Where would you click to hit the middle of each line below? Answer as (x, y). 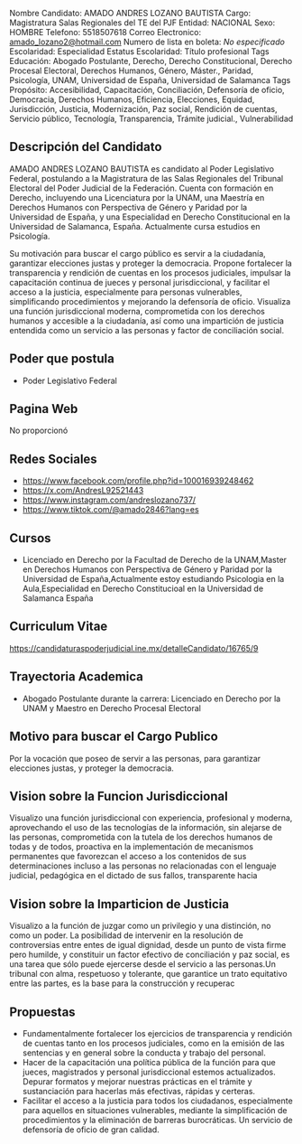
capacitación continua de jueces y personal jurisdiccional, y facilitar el (140, 282)
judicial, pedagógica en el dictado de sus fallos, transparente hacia (133, 876)
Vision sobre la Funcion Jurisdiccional (119, 796)
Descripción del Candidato (86, 147)
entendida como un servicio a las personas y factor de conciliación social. (147, 330)
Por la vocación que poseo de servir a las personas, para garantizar (135, 758)
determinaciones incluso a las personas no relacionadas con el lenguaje (143, 866)
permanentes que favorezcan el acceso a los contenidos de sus (128, 857)
